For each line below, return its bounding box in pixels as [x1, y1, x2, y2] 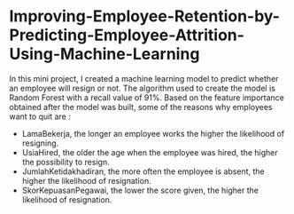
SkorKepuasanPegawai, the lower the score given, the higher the [21, 185, 259, 195]
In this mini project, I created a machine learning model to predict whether [9, 73, 279, 83]
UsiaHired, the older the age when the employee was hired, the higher [21, 147, 278, 157]
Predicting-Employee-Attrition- [9, 25, 245, 45]
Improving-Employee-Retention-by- [9, 6, 281, 27]
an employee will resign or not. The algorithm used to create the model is [9, 83, 276, 93]
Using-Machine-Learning [9, 44, 200, 64]
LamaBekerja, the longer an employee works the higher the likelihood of [21, 128, 285, 139]
